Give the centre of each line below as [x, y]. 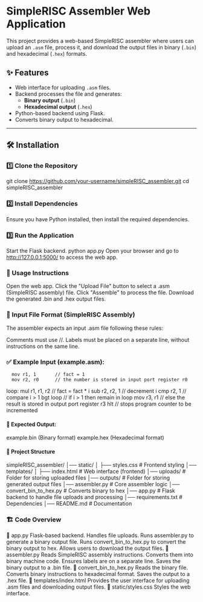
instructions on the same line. [43, 346]
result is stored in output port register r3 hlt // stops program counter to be [99, 404]
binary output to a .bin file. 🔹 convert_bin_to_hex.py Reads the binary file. [97, 567]
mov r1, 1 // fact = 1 [48, 374]
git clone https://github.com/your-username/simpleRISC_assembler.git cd [98, 181]
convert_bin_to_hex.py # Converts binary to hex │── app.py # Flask [91, 491]
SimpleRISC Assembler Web [79, 11]
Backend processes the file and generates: [68, 94]
